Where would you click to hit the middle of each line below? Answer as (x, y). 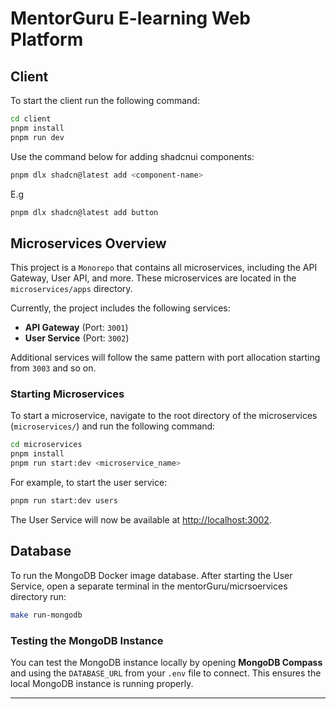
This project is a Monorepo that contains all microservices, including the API (164, 268)
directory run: (38, 596)
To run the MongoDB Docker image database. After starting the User (151, 575)
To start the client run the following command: (105, 100)
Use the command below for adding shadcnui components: (132, 156)
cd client (31, 119)
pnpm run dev (37, 137)
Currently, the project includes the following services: (120, 308)
